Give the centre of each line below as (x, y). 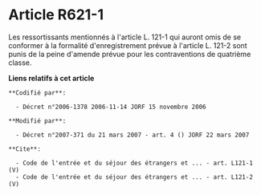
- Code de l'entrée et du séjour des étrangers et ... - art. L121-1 (134, 163)
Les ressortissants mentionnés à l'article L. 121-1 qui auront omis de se (125, 37)
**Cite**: (25, 149)
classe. (20, 63)
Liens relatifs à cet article (51, 78)
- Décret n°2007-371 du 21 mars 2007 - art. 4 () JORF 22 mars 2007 (133, 135)
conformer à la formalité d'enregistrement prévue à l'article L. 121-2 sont (128, 45)
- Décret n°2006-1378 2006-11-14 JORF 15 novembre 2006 (111, 107)
